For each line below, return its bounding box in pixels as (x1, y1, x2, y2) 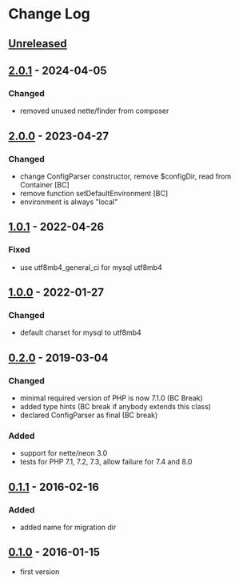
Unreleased (8, 37, 68, 50)
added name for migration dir (19, 522, 117, 532)
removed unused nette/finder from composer (19, 106, 169, 116)
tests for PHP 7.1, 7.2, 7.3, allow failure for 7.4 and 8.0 (19, 457, 193, 467)
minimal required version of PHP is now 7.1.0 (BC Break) (19, 393, 204, 403)
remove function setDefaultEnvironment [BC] (19, 188, 169, 198)
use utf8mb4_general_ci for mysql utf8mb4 (19, 262, 162, 272)
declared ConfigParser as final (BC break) (19, 410, 158, 420)
